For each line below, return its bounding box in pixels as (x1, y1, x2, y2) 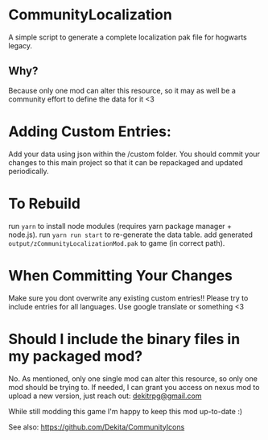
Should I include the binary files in (8, 330, 241, 348)
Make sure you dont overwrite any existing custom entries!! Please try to (8, 293, 249, 303)
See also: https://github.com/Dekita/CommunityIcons (8, 421, 185, 432)
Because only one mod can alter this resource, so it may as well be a (8, 85, 236, 95)
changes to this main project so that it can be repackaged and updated (8, 157, 244, 167)
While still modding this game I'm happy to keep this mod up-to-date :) (8, 406, 243, 416)
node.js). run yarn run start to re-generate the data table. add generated (8, 230, 254, 239)
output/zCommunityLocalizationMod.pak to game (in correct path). (8, 238, 225, 247)
